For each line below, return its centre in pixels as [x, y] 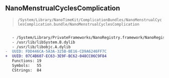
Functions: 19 [27, 61]
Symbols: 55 [27, 66]
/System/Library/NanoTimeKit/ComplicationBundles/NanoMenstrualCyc [90, 20]
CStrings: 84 [27, 70]
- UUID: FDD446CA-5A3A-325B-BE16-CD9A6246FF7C [56, 52]
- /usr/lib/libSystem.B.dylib [44, 42]
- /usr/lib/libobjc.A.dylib [41, 47]
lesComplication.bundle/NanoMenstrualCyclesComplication [78, 24]
